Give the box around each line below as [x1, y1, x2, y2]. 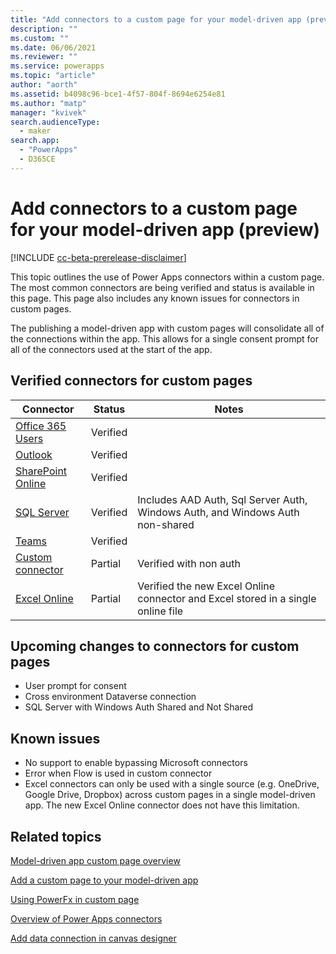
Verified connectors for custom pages [10, 372, 253, 390]
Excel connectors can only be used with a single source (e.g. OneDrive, [24, 778, 320, 790]
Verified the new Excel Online [137, 579, 276, 593]
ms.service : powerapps [10, 61, 105, 71]
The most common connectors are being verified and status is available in [10, 281, 315, 293]
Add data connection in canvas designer [10, 932, 177, 944]
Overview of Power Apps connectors [10, 912, 163, 925]
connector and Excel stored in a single [137, 591, 317, 605]
